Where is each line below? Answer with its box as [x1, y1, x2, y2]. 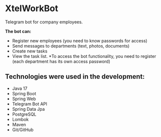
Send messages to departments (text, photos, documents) [12, 43, 130, 49]
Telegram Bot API [12, 101, 47, 107]
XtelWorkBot [5, 3, 59, 14]
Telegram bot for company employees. [5, 19, 83, 25]
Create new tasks [12, 48, 48, 54]
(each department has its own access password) [12, 58, 111, 64]
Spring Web [12, 96, 36, 102]
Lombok [12, 116, 29, 122]
